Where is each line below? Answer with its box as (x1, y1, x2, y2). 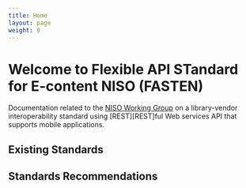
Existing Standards (8, 143, 104, 156)
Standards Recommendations (8, 170, 158, 183)
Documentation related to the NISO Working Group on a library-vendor (8, 103, 238, 113)
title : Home (8, 11, 47, 20)
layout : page (8, 19, 51, 27)
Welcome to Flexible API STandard (8, 60, 239, 78)
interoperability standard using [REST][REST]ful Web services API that (8, 111, 237, 121)
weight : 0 (8, 26, 41, 34)
